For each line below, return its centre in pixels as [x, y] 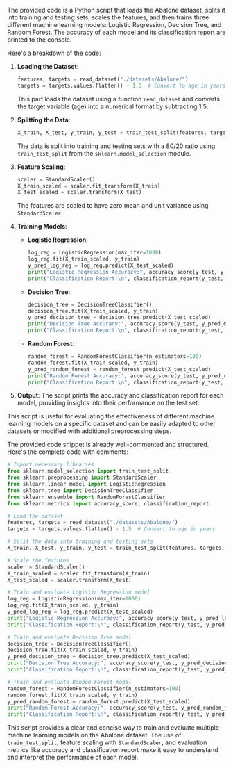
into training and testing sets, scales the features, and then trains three [108, 17]
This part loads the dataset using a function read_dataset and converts [119, 99]
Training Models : [42, 227]
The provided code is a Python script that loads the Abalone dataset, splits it [116, 10]
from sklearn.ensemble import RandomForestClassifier [87, 497]
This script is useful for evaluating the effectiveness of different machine [111, 416]
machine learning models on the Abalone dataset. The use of [94, 735]
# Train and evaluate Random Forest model [69, 682]
